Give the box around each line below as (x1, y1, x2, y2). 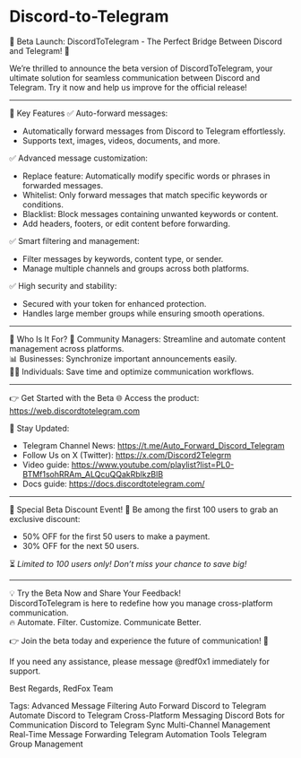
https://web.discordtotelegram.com (9, 405, 141, 416)
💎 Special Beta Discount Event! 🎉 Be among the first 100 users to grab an (9, 504, 279, 515)
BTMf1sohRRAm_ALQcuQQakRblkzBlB (21, 468, 164, 479)
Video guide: (21, 459, 70, 470)
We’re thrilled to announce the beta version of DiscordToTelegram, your (9, 63, 273, 74)
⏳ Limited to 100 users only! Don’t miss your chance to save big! (9, 558, 247, 569)
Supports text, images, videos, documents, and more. (21, 135, 221, 145)
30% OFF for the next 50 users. (21, 540, 140, 551)
